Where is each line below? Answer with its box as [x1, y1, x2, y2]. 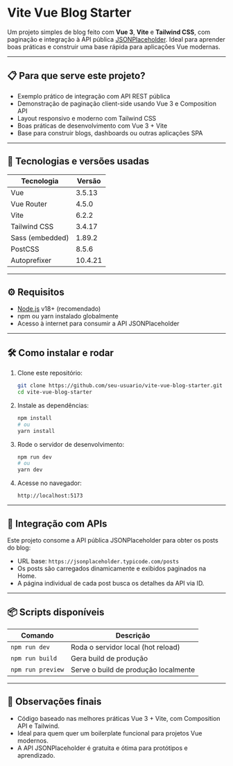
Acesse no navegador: [17, 479, 82, 487]
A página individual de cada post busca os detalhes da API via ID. [17, 579, 205, 587]
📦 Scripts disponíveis [7, 606, 105, 618]
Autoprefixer [10, 255, 52, 265]
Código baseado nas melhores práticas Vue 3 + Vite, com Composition [17, 714, 221, 722]
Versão [76, 176, 101, 185]
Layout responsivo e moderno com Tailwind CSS [17, 114, 157, 122]
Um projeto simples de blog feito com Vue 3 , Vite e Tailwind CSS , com [7, 28, 211, 36]
